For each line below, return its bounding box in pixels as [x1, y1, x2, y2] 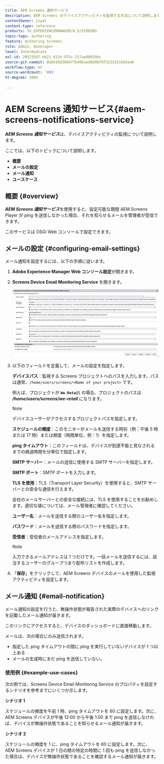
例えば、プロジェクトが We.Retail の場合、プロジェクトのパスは [12, 390, 142, 395]
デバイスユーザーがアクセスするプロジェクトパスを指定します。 [12, 416, 140, 421]
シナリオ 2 [5, 731, 26, 737]
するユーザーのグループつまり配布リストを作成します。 [16, 560, 127, 566]
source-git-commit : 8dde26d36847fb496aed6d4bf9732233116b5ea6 [5, 59, 134, 65]
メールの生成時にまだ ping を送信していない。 [12, 656, 105, 662]
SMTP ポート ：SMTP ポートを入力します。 [12, 469, 99, 475]
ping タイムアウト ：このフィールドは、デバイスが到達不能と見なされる [12, 443, 155, 448]
